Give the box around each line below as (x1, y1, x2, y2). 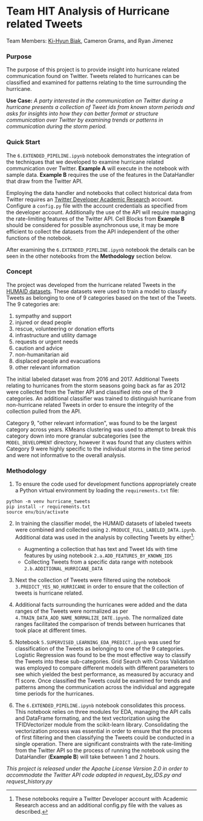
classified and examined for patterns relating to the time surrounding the (6, 79, 187, 86)
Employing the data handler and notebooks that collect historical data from (6, 189, 192, 196)
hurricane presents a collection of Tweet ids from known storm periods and (6, 104, 195, 111)
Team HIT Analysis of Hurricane (6, 4, 170, 18)
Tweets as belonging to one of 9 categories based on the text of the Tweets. (6, 294, 196, 301)
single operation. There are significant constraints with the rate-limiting (14, 740, 192, 747)
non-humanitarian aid (14, 351, 69, 358)
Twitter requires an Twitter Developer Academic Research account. (6, 196, 173, 203)
